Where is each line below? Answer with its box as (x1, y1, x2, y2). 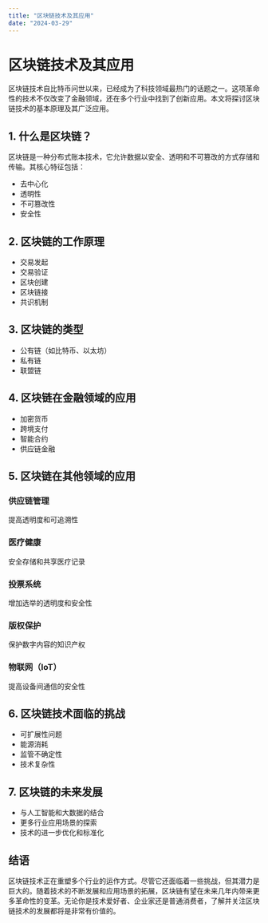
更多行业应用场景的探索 (19, 818, 97, 827)
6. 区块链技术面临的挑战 (8, 707, 126, 720)
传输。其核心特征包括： (8, 162, 85, 172)
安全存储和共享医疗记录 (8, 557, 85, 566)
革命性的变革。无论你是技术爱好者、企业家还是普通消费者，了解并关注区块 (14, 896, 260, 905)
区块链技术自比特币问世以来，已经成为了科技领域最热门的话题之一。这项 (8, 84, 246, 93)
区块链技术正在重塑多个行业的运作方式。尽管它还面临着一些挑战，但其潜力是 (8, 876, 260, 885)
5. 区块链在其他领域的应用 (8, 469, 136, 483)
